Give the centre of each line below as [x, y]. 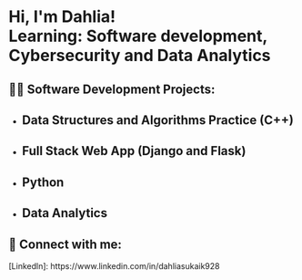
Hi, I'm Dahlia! [62, 17]
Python [43, 182]
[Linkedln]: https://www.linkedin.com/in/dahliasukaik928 [114, 265]
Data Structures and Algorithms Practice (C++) [158, 120]
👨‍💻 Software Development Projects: [112, 89]
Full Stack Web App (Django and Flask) [134, 151]
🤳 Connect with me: [65, 244]
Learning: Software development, [138, 36]
